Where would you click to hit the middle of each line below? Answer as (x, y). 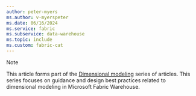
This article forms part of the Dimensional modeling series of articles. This (98, 74)
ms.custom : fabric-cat (35, 46)
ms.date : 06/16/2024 (32, 23)
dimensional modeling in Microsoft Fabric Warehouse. (73, 86)
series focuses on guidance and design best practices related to (86, 80)
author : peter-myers (32, 12)
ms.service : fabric (31, 28)
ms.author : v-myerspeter (37, 17)
